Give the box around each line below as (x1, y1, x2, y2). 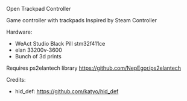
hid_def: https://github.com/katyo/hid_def (14, 88, 119, 95)
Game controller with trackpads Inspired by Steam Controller (6, 17, 157, 23)
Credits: (6, 76, 26, 83)
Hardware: (6, 28, 33, 35)
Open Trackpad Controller (6, 5, 71, 12)
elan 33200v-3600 (14, 46, 62, 54)
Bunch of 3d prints (14, 53, 62, 60)
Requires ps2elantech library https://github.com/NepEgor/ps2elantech (6, 64, 182, 72)
